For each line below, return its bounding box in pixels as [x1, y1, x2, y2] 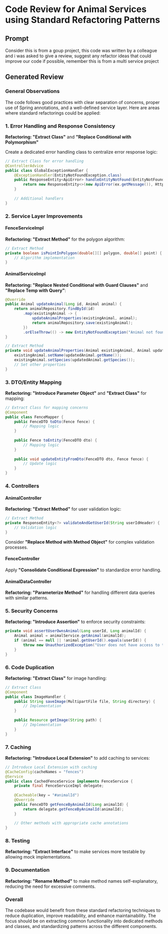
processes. [5, 544, 28, 550]
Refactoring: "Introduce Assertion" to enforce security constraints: [5, 619, 146, 625]
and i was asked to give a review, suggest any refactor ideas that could [5, 53, 151, 59]
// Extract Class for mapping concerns [5, 405, 88, 410]
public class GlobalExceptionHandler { [5, 168, 88, 173]
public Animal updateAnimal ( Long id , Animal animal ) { [5, 301, 122, 307]
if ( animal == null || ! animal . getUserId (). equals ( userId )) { [14, 638, 146, 643]
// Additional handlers [14, 196, 64, 201]
